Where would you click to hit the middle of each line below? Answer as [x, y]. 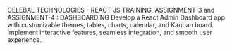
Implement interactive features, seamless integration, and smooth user [110, 32]
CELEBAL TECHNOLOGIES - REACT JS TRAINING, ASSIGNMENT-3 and [111, 10]
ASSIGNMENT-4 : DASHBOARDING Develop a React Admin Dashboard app [116, 17]
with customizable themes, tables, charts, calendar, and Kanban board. [110, 25]
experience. [25, 40]
